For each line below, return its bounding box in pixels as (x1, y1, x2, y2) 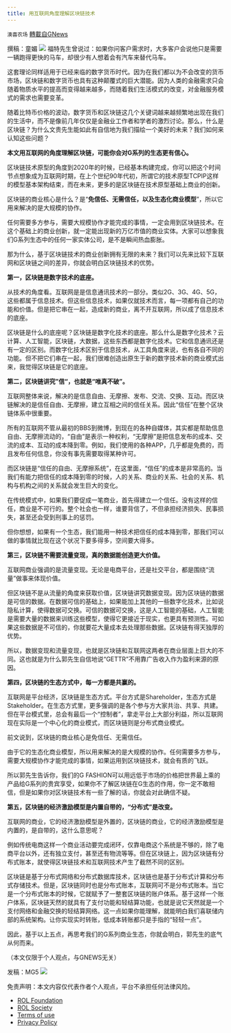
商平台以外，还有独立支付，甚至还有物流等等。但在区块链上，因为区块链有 (7, 849, 218, 857)
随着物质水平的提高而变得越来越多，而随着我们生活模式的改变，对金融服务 (7, 85, 218, 93)
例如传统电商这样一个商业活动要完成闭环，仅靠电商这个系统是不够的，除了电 (7, 840, 224, 849)
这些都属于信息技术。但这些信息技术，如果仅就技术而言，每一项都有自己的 (7, 296, 218, 305)
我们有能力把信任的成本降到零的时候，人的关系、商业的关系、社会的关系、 (7, 472, 218, 481)
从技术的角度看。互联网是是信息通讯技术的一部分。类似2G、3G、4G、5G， (7, 287, 221, 296)
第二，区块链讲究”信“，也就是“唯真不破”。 (7, 377, 129, 385)
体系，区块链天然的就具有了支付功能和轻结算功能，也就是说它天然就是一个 (12, 898, 224, 906)
